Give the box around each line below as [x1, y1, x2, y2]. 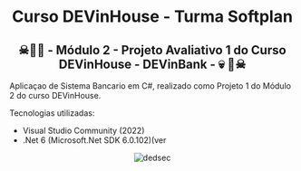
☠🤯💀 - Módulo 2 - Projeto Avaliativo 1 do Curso [17, 43, 287, 58]
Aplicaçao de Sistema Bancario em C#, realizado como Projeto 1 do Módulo [9, 81, 292, 91]
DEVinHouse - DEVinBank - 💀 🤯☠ [58, 56, 247, 71]
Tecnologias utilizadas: [9, 108, 95, 119]
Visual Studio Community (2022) [22, 125, 145, 136]
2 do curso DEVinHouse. [9, 90, 102, 100]
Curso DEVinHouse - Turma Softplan [12, 6, 293, 27]
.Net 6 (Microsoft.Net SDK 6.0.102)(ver [22, 135, 167, 146]
